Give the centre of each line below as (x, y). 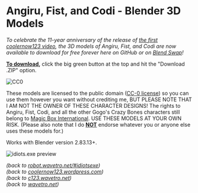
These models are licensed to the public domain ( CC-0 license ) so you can (98, 93)
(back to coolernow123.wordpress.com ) (55, 171)
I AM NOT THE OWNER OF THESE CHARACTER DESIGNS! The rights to (93, 105)
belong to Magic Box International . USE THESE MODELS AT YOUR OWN (94, 118)
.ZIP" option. (21, 70)
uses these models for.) (35, 131)
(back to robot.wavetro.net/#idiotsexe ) (53, 165)
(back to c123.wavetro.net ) (39, 178)
